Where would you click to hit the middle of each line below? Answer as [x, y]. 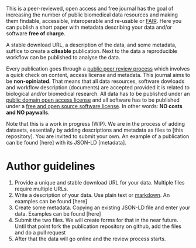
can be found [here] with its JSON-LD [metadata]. [66, 143]
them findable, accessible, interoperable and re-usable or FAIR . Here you [94, 21]
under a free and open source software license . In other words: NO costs [94, 106]
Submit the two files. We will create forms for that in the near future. [96, 220]
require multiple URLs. [41, 189]
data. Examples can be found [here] [58, 213]
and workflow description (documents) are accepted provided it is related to [98, 87]
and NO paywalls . [28, 112]
